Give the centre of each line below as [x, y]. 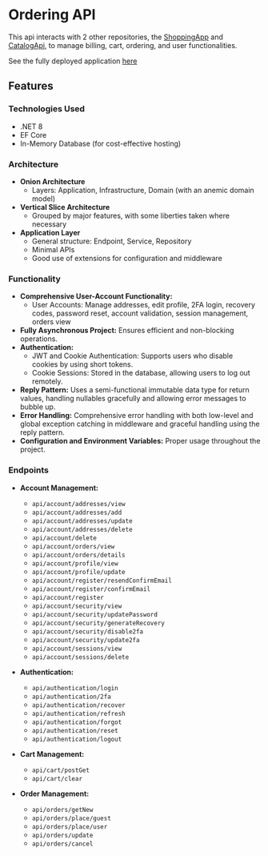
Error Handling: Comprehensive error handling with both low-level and [136, 416]
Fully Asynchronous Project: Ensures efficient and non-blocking [127, 331]
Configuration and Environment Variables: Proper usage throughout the [140, 441]
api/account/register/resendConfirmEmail [102, 581]
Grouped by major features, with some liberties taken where [131, 215]
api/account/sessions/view [77, 649]
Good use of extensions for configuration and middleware [127, 258]
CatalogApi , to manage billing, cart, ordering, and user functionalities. [123, 45]
